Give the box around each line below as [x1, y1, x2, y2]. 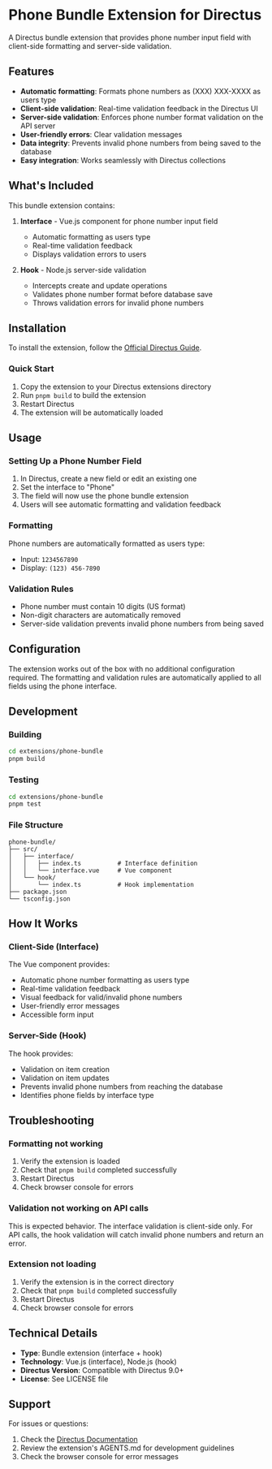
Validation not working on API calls [8, 1203, 149, 1214]
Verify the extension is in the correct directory [19, 1277, 175, 1286]
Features [8, 65, 54, 79]
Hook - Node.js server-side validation [19, 265, 147, 274]
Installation [8, 321, 67, 335]
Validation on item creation [19, 1064, 110, 1074]
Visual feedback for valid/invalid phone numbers [19, 992, 183, 1002]
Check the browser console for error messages [19, 1452, 179, 1462]
